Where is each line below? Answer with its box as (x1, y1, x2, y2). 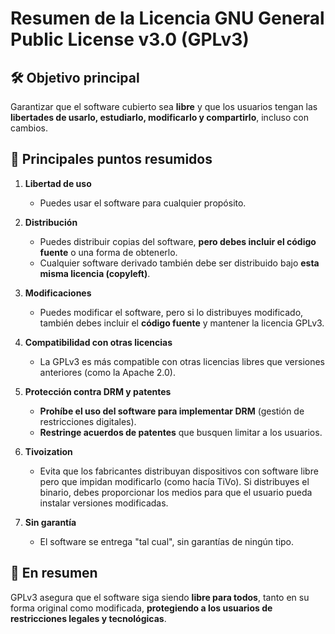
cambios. (10, 122, 49, 134)
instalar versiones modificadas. (39, 497, 169, 509)
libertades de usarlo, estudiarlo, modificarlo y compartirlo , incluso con (10, 112, 309, 123)
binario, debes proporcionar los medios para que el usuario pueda (39, 486, 313, 498)
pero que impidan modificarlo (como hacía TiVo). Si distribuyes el (39, 475, 310, 487)
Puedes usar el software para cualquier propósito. (39, 197, 247, 209)
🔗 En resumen (10, 565, 98, 582)
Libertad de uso (24, 177, 92, 189)
